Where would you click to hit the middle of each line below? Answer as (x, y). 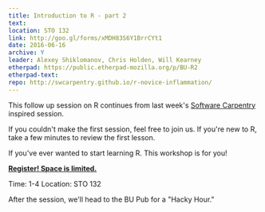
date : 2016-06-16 (37, 45)
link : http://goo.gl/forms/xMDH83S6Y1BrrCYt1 (85, 38)
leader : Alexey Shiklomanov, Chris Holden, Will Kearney (105, 61)
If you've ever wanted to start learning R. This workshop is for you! (118, 153)
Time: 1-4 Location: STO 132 (55, 183)
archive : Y (26, 53)
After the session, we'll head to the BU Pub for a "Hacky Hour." (111, 199)
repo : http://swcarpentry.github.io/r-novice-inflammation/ (111, 82)
